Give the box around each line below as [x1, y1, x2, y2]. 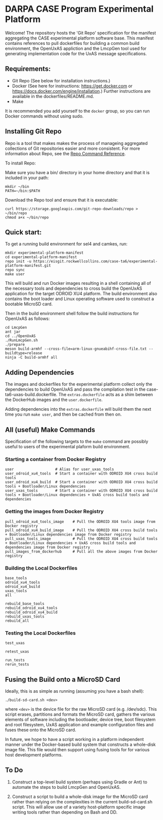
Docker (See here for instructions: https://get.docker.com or [12, 83, 133, 89]
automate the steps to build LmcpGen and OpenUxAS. [12, 784, 121, 790]
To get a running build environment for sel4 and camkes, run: [5, 241, 128, 247]
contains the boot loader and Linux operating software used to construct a [5, 296, 154, 302]
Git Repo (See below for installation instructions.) [12, 78, 110, 83]
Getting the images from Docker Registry [5, 508, 104, 515]
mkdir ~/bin [5, 184, 29, 189]
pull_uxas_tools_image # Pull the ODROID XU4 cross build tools [5, 536, 158, 541]
